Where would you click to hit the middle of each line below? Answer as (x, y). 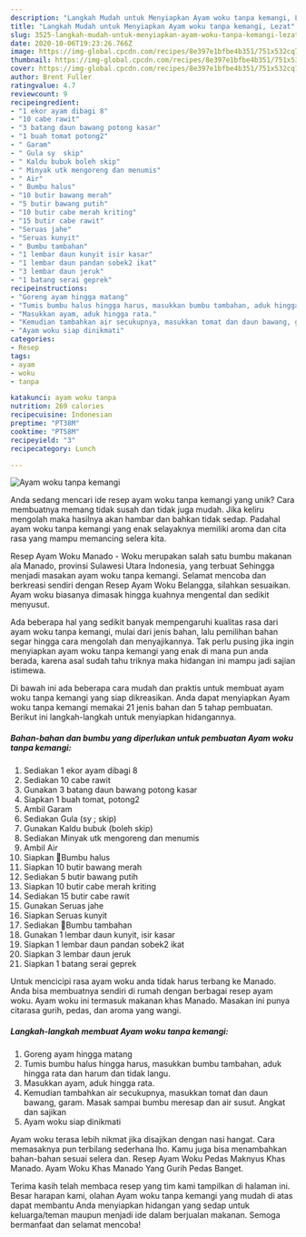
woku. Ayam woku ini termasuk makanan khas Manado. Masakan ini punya (150, 1001)
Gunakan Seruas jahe (63, 906)
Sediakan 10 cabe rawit (67, 780)
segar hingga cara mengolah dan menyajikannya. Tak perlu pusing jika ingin (152, 641)
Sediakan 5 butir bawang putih (81, 877)
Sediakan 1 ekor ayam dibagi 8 (80, 770)
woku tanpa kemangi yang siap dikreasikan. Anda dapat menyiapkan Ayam (150, 698)
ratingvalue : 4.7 (43, 85)
